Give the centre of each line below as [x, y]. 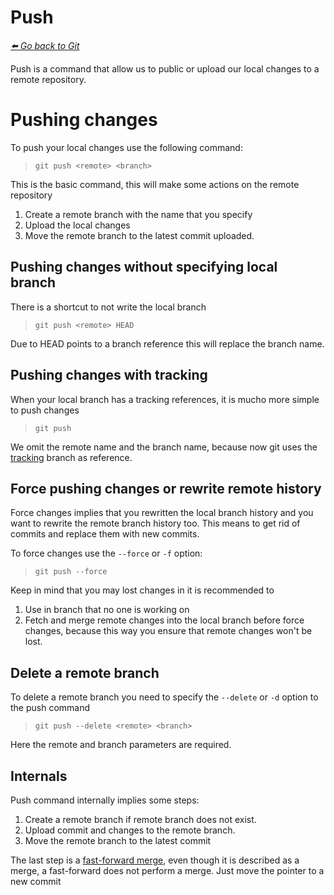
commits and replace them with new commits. [105, 534]
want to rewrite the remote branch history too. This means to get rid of [155, 523]
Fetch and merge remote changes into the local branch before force [164, 620]
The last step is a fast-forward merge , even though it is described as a [155, 860]
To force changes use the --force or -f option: [106, 553]
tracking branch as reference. [71, 457]
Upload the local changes [77, 225]
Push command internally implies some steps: [105, 800]
